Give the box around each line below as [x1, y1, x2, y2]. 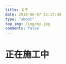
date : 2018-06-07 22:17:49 [5, 12, 61, 17]
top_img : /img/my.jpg [5, 21, 50, 26]
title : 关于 [5, 7, 28, 12]
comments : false [5, 26, 39, 31]
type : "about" [5, 16, 35, 21]
